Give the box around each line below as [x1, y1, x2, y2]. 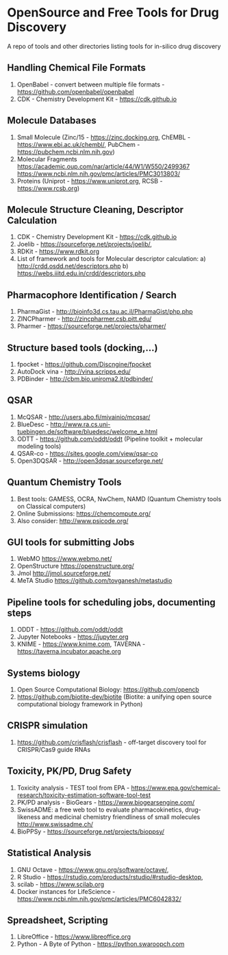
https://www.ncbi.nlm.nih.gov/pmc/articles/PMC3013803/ [16, 170, 180, 178]
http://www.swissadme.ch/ [16, 820, 94, 828]
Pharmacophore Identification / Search [7, 289, 177, 301]
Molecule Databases [7, 115, 97, 126]
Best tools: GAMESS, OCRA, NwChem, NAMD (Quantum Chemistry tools [16, 494, 222, 503]
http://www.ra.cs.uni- [50, 420, 111, 428]
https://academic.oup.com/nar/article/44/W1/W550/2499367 [16, 162, 190, 170]
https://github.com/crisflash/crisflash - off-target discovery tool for [16, 738, 207, 746]
